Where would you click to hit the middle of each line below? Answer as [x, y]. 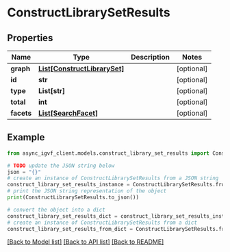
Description [150, 57]
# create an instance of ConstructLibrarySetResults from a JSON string [113, 178]
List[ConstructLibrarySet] [81, 68]
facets [21, 113]
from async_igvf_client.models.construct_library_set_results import [108, 153]
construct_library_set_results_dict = [62, 216]
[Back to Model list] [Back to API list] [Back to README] [86, 242]
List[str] [52, 91]
